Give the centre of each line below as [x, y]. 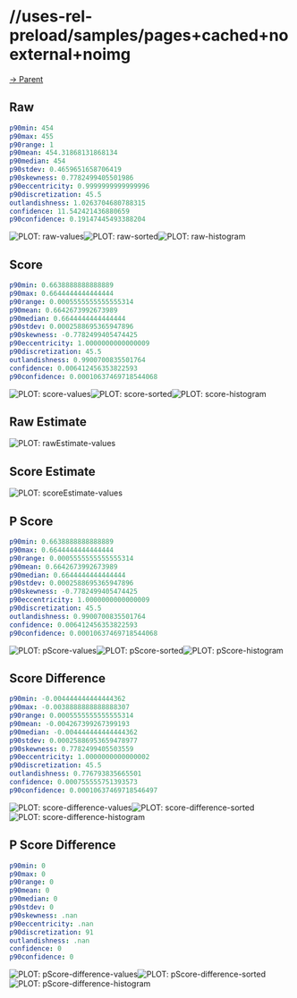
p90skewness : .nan [43, 915]
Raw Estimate [48, 422]
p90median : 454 [38, 161]
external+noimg [70, 55]
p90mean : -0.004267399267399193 [69, 723]
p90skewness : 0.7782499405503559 [72, 748]
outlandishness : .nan [50, 941]
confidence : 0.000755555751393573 [74, 782]
